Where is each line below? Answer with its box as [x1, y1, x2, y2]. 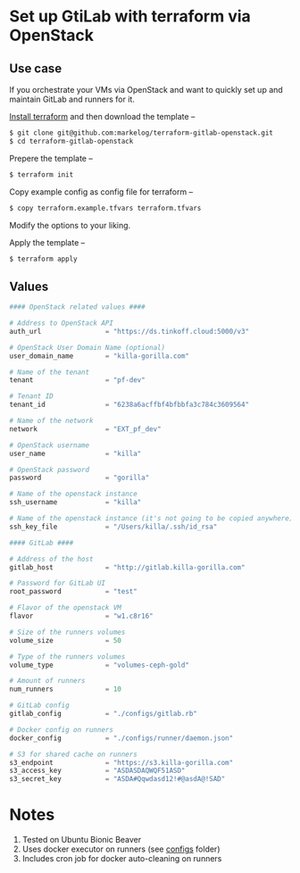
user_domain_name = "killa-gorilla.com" [9, 351, 190, 361]
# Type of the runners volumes [9, 652, 126, 661]
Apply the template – [9, 237, 86, 247]
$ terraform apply [9, 254, 78, 263]
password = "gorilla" [9, 473, 150, 483]
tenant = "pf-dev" [9, 376, 146, 385]
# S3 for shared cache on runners [9, 750, 138, 759]
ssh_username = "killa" [9, 498, 142, 507]
